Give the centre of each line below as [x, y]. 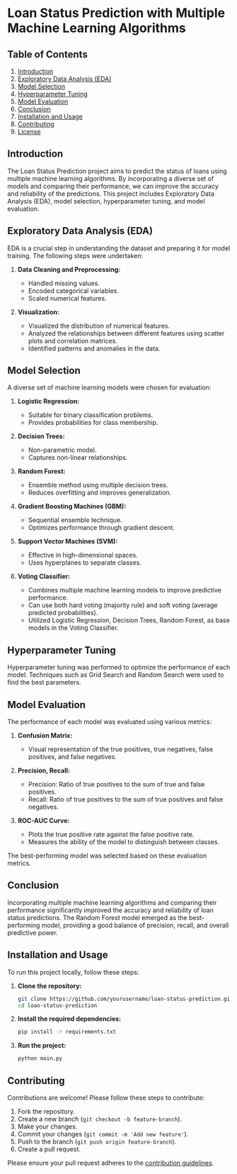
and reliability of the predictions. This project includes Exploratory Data [111, 194]
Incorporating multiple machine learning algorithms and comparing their [112, 902]
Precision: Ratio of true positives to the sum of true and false [116, 785]
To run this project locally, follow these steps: [73, 972]
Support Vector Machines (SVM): [68, 541]
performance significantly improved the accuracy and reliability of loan [110, 910]
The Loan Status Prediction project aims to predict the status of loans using [117, 171]
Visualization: [39, 312]
